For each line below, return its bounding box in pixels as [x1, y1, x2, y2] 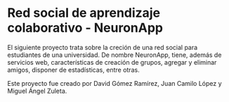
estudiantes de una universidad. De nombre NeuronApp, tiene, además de [7, 51, 222, 59]
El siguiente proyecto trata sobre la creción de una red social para [7, 43, 198, 51]
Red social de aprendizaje [7, 5, 160, 21]
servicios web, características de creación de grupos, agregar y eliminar [7, 58, 217, 66]
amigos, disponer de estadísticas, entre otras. [7, 65, 140, 74]
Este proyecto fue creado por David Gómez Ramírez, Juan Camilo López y [7, 79, 223, 87]
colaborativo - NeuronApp [7, 20, 164, 36]
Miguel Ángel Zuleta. [7, 87, 67, 95]
